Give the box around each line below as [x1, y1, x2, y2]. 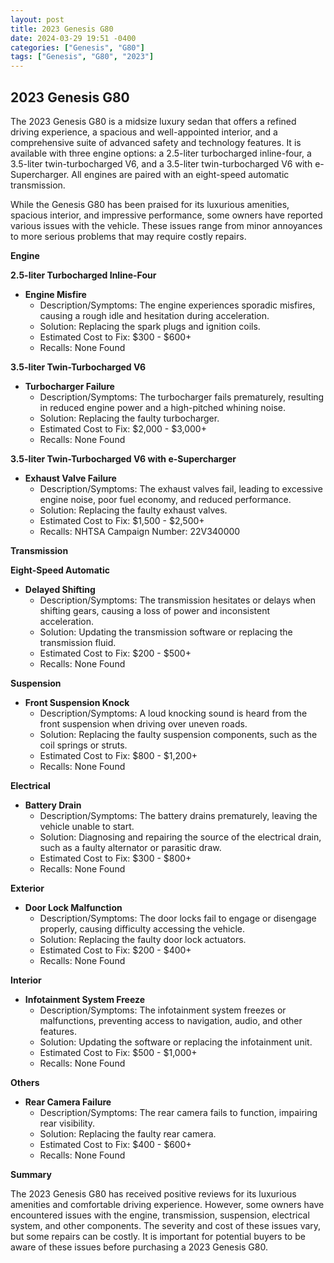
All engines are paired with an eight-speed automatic [71, 168, 290, 180]
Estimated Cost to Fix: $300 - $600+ [39, 331, 192, 343]
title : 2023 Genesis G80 [10, 24, 114, 34]
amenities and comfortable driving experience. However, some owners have [10, 1198, 325, 1210]
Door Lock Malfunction [24, 901, 123, 913]
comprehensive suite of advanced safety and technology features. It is [10, 136, 302, 148]
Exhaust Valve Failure [24, 472, 117, 484]
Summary [10, 1168, 52, 1180]
